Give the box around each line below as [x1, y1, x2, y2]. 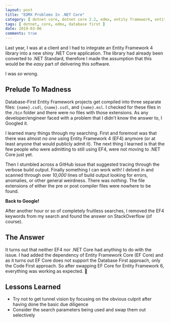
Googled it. [5, 120, 28, 126]
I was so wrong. [5, 71, 38, 76]
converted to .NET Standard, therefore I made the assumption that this [5, 56, 152, 61]
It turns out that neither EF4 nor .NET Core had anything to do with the [5, 246, 152, 253]
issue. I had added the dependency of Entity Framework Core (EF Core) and [5, 252, 163, 258]
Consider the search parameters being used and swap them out [12, 307, 146, 313]
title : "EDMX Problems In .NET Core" [5, 12, 85, 17]
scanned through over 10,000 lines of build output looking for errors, [5, 172, 148, 178]
